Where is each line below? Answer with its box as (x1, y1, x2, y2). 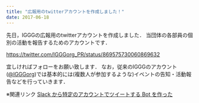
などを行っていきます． (11, 78, 69, 85)
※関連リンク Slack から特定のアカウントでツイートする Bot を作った (6, 90, 173, 98)
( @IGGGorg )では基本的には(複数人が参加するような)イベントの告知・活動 (6, 70, 186, 77)
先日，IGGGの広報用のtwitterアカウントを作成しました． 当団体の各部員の (6, 31, 188, 39)
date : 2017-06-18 (6, 14, 49, 20)
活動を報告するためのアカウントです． (16, 39, 111, 46)
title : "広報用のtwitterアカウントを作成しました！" (6, 8, 125, 15)
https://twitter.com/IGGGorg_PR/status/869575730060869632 (6, 51, 160, 58)
